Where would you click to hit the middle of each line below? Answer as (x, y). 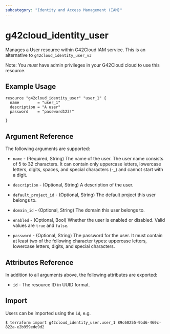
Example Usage (31, 86)
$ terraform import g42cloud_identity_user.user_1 (60, 322)
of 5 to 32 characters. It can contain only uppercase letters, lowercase (87, 164)
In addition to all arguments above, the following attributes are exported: (81, 275)
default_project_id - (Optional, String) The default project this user (84, 195)
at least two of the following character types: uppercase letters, (80, 241)
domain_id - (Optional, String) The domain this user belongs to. (79, 210)
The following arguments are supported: (48, 149)
